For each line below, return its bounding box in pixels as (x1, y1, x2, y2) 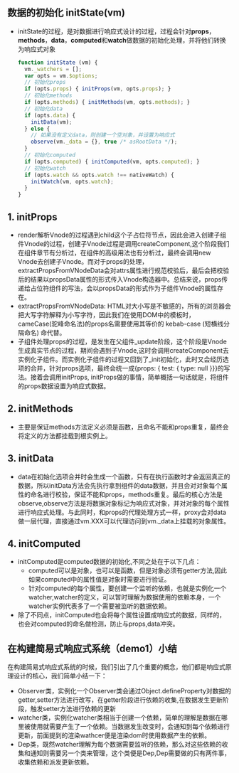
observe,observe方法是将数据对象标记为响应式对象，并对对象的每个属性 (17, 499, 230, 507)
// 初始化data (24, 105, 63, 112)
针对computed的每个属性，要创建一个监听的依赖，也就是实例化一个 (28, 584, 227, 592)
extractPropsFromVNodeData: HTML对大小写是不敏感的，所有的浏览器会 (17, 302, 231, 310)
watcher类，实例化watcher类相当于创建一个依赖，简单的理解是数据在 (17, 713, 222, 722)
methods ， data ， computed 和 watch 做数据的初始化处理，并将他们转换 (17, 36, 226, 44)
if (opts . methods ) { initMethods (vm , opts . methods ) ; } (24, 99, 191, 106)
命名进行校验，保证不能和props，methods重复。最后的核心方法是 (30, 490, 223, 499)
